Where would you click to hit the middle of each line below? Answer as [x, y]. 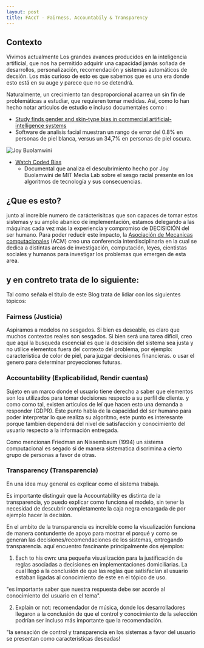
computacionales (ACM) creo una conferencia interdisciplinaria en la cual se [102, 242]
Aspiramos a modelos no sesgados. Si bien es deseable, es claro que [93, 330]
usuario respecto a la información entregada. [63, 430]
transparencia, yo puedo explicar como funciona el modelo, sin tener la [95, 502]
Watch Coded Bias [38, 162]
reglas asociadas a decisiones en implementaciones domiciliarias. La [101, 564]
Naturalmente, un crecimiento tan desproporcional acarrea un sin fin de [96, 94]
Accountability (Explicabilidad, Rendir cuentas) [77, 378]
